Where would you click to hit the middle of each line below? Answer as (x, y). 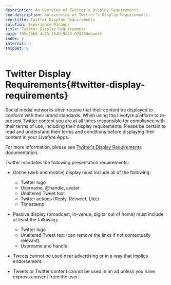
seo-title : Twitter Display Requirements (50, 20)
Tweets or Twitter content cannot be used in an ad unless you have (84, 271)
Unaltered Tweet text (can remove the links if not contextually (85, 235)
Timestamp (32, 204)
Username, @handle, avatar (50, 187)
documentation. (22, 153)
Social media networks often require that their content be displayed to (79, 110)
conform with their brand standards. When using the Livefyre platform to (82, 115)
